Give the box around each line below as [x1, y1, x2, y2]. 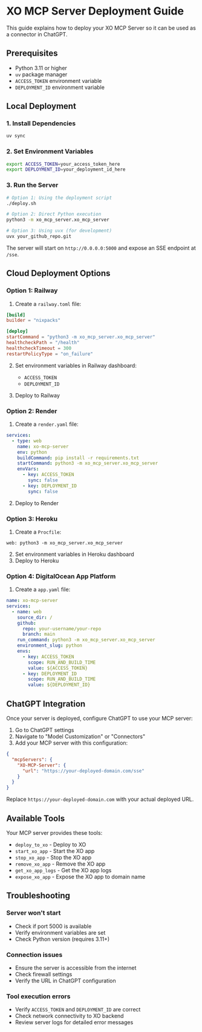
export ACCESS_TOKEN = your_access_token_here [6, 161, 120, 167]
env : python [17, 449, 47, 455]
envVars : [17, 466, 39, 472]
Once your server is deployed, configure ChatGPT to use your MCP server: [6, 715, 193, 722]
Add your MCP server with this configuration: [15, 739, 128, 746]
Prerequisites [6, 48, 58, 59]
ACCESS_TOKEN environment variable [15, 77, 102, 84]
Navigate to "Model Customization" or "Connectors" [15, 733, 146, 740]
